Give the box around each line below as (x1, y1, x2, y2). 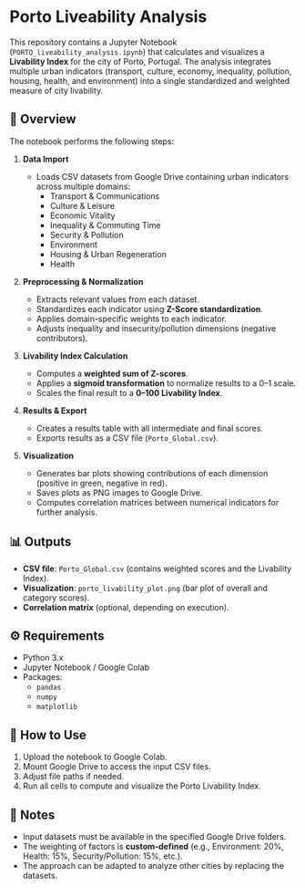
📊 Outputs (9, 534, 72, 549)
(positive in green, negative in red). (36, 477, 168, 488)
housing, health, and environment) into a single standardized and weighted (9, 75, 290, 86)
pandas (36, 683, 62, 693)
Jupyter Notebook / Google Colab (22, 662, 150, 673)
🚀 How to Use (9, 727, 86, 743)
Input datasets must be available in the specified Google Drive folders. (22, 831, 287, 841)
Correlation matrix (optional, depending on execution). (22, 601, 229, 612)
